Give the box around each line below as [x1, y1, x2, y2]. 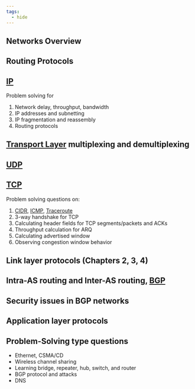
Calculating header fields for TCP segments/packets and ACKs [14, 220, 168, 227]
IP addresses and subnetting [14, 110, 84, 117]
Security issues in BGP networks [6, 295, 129, 306]
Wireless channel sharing [14, 358, 77, 365]
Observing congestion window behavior [14, 238, 112, 246]
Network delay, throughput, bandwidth [14, 104, 109, 111]
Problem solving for [6, 92, 54, 99]
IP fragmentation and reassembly [14, 116, 96, 123]
